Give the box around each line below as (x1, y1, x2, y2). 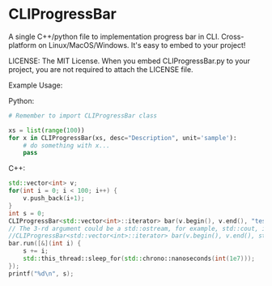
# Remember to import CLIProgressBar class (8, 111, 158, 120)
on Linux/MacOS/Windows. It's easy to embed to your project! (37, 40, 246, 49)
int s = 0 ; (8, 209, 45, 217)
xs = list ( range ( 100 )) (8, 126, 85, 134)
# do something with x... (23, 141, 111, 150)
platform (8, 40, 36, 49)
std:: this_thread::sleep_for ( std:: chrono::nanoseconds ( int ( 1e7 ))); (23, 254, 255, 263)
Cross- (221, 32, 244, 41)
